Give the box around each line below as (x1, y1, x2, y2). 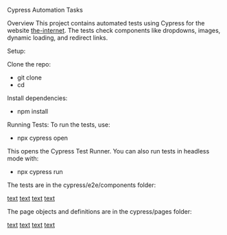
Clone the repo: (7, 60, 51, 68)
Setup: (7, 47, 26, 55)
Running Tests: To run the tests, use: (7, 121, 110, 129)
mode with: (7, 154, 39, 162)
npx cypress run (16, 168, 63, 175)
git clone (16, 73, 43, 82)
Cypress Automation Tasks (7, 6, 84, 14)
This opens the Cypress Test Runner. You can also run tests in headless (7, 147, 210, 155)
